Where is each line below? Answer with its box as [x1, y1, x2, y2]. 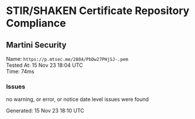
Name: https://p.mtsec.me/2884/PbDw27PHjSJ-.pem [6, 56, 129, 62]
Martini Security [6, 40, 67, 50]
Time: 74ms [6, 68, 35, 74]
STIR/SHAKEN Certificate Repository [6, 4, 190, 18]
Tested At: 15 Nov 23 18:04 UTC [6, 62, 83, 69]
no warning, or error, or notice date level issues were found [6, 96, 149, 103]
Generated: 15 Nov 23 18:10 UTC [6, 107, 84, 114]
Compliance [6, 16, 66, 30]
